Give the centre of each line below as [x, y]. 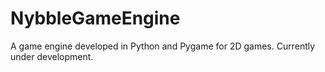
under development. [52, 56]
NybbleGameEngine [95, 18]
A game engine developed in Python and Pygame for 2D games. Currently [163, 46]
